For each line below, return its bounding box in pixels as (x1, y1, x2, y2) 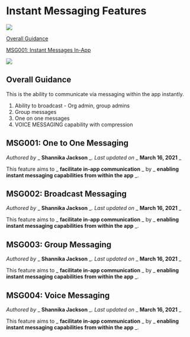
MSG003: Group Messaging (6, 239, 111, 250)
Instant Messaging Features (6, 4, 147, 18)
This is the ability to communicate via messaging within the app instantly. (6, 90, 185, 97)
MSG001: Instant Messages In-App (6, 46, 91, 53)
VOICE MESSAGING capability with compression (14, 120, 133, 128)
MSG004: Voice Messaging (6, 290, 110, 300)
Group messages (14, 108, 57, 115)
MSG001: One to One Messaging (6, 138, 129, 148)
